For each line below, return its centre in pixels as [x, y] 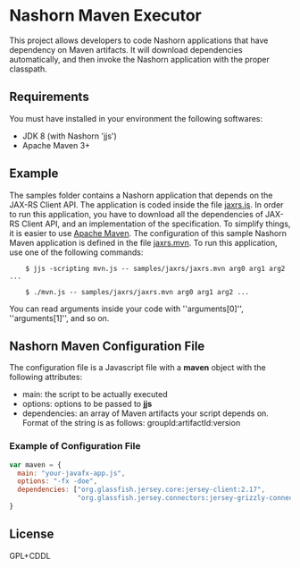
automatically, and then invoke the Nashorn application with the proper [140, 59]
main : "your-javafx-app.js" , [71, 473]
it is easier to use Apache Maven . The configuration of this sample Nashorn [148, 233]
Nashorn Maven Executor [106, 16]
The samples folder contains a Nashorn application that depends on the [141, 195]
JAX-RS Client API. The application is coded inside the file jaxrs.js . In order [146, 204]
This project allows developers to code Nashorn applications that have [139, 40]
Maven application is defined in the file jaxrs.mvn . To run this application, [144, 242]
